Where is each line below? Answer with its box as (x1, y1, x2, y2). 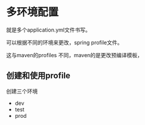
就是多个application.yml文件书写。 (6, 26, 91, 33)
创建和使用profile (6, 71, 70, 81)
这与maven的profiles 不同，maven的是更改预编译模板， (6, 51, 143, 58)
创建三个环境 (6, 87, 38, 95)
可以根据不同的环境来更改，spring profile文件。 (6, 39, 123, 46)
